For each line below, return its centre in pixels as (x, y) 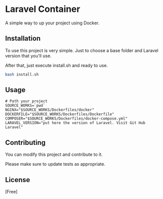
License (18, 180)
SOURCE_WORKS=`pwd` (25, 106)
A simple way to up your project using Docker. (52, 23)
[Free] (11, 192)
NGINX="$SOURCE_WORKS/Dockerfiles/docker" (50, 110)
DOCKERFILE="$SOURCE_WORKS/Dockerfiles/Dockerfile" (60, 114)
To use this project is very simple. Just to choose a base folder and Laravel (82, 50)
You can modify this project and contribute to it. (54, 154)
